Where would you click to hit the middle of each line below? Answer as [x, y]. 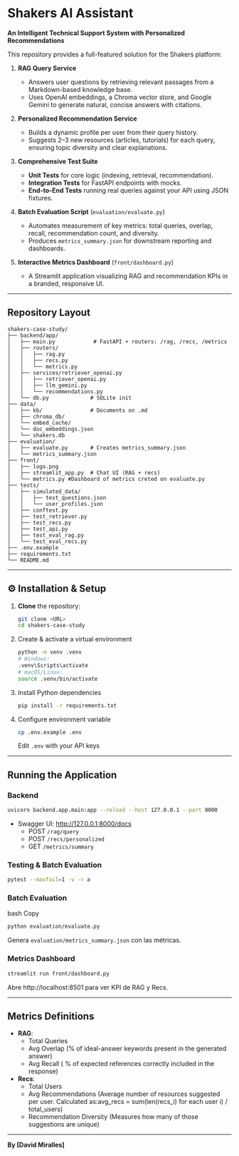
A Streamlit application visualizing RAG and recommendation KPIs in [128, 275]
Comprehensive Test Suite [58, 161]
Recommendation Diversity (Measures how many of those [113, 1117]
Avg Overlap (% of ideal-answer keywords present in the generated [127, 1049]
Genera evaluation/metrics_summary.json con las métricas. [94, 940]
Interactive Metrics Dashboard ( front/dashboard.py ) [96, 262]
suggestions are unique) [64, 1125]
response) [43, 1071]
